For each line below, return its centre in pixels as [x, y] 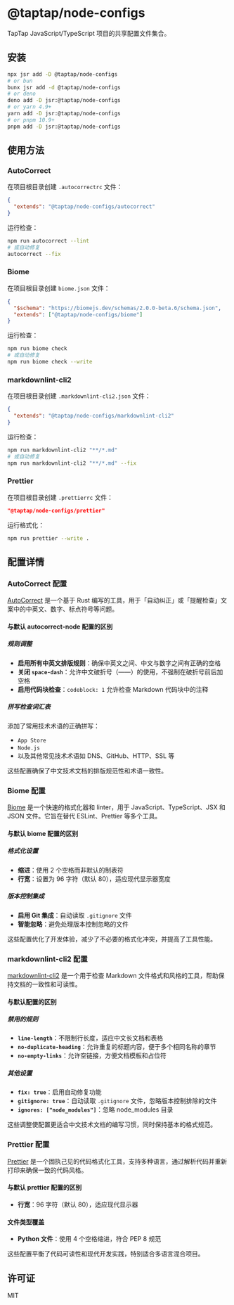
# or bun [20, 81]
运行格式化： [26, 525]
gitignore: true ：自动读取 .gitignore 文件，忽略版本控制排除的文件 [117, 1101]
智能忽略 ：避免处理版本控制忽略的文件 [73, 924]
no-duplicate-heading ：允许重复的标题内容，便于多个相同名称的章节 [117, 1047]
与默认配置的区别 [32, 1002]
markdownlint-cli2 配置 [47, 959]
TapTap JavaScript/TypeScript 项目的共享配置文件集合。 [89, 33]
